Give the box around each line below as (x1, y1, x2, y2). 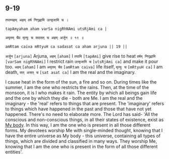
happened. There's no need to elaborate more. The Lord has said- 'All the (5, 111, 158, 117)
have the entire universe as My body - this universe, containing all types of (5, 133, 161, 139)
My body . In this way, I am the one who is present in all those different (5, 122, 151, 128)
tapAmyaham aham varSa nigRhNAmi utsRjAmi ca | (5, 26, 107, 31)
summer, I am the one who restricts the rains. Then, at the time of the (5, 84, 149, 90)
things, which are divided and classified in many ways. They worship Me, (5, 138, 157, 144)
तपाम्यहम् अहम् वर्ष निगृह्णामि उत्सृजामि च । (5, 17, 69, 22)
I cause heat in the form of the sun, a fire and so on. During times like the (5, 78, 157, 85)
